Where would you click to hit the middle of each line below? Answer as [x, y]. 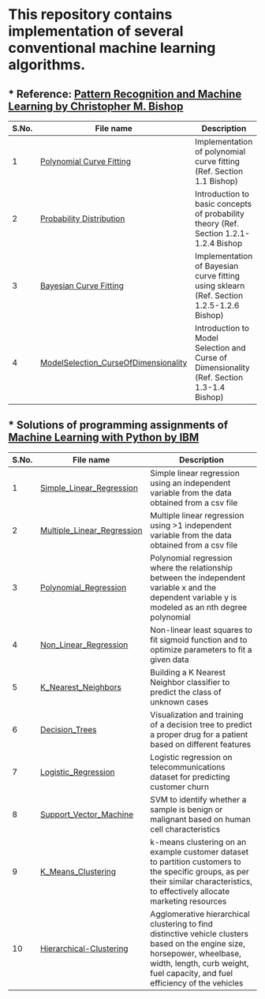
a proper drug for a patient [199, 734]
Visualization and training [196, 714]
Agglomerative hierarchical [200, 914]
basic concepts [223, 204]
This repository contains [90, 15]
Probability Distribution [83, 219]
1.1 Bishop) [216, 181]
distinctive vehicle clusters [199, 934]
